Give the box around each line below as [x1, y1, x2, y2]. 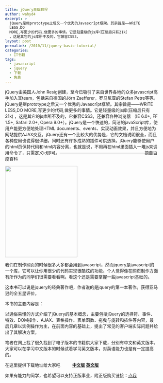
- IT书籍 [9, 52, 26, 57]
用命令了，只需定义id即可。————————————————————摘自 [5, 149, 153, 156]
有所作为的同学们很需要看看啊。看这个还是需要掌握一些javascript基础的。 [5, 274, 152, 280]
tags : [5, 57, 16, 62]
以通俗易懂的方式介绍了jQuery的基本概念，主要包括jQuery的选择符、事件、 [5, 311, 155, 317]
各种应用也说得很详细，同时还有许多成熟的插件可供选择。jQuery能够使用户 [5, 137, 154, 144]
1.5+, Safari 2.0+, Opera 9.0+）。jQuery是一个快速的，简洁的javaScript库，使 [5, 119, 158, 125]
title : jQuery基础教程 [5, 7, 48, 12]
